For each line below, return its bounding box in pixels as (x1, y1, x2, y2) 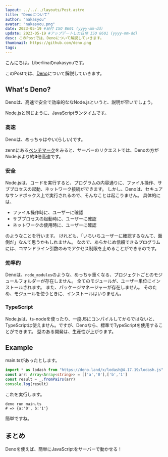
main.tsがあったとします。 (5, 357, 60, 363)
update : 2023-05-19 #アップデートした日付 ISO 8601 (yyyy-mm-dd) (5, 31, 138, 36)
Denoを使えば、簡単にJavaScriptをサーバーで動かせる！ (5, 446, 123, 452)
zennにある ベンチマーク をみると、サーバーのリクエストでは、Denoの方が (5, 147, 159, 153)
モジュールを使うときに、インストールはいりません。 (14, 291, 124, 297)
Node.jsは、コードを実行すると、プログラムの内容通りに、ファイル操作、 (5, 180, 158, 186)
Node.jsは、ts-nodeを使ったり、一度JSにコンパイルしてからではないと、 (5, 315, 157, 322)
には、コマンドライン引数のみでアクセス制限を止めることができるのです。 (5, 246, 159, 252)
